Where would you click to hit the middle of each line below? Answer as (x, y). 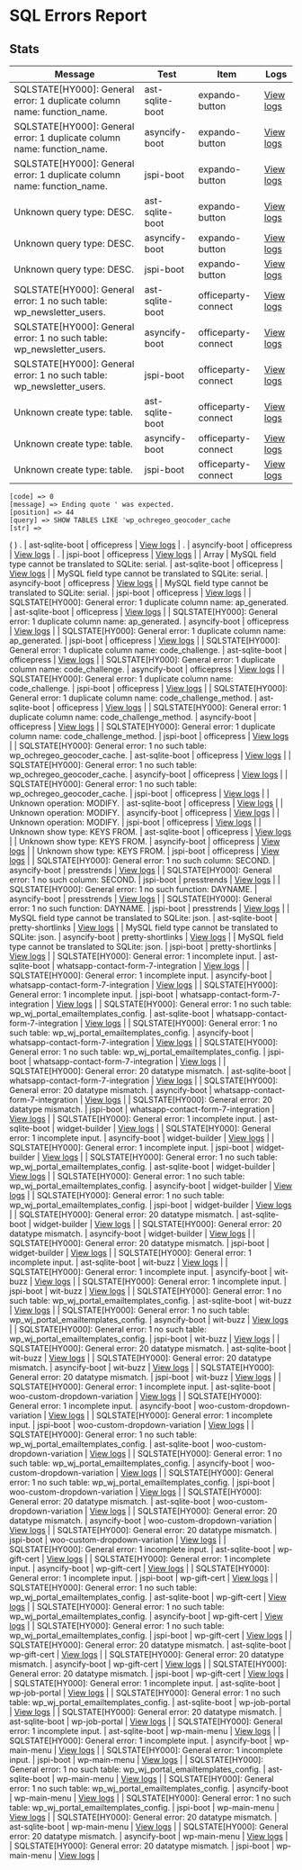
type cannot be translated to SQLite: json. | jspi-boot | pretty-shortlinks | (143, 947)
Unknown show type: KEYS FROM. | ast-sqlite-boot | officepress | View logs (151, 832)
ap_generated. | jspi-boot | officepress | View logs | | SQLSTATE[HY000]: (145, 641)
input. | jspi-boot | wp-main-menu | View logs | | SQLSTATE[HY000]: (136, 1760)
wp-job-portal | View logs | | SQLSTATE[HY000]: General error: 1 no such (145, 1693)
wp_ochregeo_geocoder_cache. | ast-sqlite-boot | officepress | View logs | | (151, 755)
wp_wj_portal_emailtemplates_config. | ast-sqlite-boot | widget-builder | (142, 1166)
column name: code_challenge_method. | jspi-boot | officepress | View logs (149, 736)
